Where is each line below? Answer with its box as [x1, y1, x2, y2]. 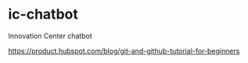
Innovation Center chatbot [8, 31, 92, 40]
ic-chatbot [8, 5, 78, 23]
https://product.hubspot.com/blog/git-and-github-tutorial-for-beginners [8, 46, 240, 55]
